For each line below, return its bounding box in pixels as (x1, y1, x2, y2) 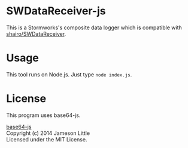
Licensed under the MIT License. (6, 135, 87, 143)
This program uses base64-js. (6, 112, 81, 119)
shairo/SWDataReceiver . (6, 30, 66, 37)
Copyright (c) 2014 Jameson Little (6, 129, 90, 137)
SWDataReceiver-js (6, 4, 106, 18)
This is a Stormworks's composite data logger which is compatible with (6, 24, 182, 31)
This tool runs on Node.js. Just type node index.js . (6, 70, 132, 78)
